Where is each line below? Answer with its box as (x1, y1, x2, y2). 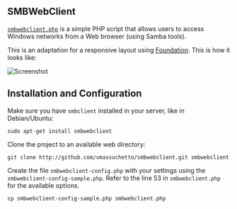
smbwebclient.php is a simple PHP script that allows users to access (7, 24, 204, 33)
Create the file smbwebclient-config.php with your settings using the (7, 166, 206, 174)
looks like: (7, 53, 37, 62)
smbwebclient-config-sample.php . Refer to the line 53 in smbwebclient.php (7, 174, 221, 182)
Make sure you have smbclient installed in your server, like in (7, 106, 185, 115)
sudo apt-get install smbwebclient (7, 128, 112, 135)
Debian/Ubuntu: (7, 113, 54, 123)
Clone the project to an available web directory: (7, 140, 146, 148)
